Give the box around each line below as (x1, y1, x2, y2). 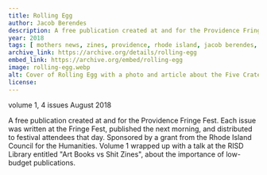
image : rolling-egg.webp (8, 64, 91, 72)
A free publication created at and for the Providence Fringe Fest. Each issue (8, 115, 257, 125)
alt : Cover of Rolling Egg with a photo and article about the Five (8, 71, 240, 79)
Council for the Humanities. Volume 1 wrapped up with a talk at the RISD (8, 141, 244, 150)
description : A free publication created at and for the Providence (8, 26, 240, 34)
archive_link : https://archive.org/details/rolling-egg (8, 49, 197, 56)
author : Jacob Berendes (8, 19, 87, 27)
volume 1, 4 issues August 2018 (8, 100, 112, 110)
